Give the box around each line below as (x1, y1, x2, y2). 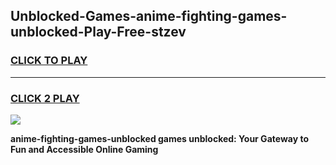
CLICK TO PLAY (10, 54, 88, 68)
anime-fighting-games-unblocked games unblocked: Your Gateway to (10, 132, 309, 144)
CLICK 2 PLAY (10, 91, 80, 105)
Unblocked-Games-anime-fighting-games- (10, 8, 288, 25)
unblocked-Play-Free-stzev (10, 24, 187, 41)
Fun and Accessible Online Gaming (10, 143, 159, 155)
